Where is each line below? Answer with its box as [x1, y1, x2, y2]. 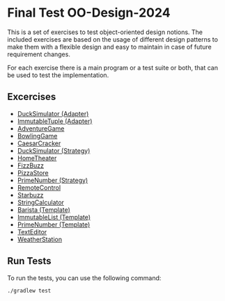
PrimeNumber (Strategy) [17, 176, 88, 184]
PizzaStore [17, 168, 49, 177]
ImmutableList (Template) [17, 213, 91, 221]
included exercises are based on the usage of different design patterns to [7, 35, 218, 43]
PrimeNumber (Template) [17, 220, 91, 229]
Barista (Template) [17, 205, 71, 213]
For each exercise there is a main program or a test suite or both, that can [7, 63, 218, 72]
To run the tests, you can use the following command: [7, 273, 162, 282]
